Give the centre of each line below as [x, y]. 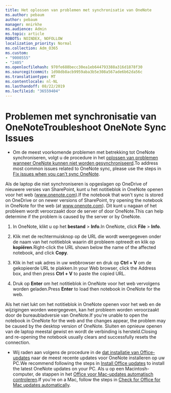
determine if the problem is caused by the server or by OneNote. [73, 217]
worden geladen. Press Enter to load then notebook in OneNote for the [87, 289]
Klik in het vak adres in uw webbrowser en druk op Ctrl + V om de [82, 263]
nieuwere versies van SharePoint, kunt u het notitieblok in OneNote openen [84, 190]
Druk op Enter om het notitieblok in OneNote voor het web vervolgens [86, 284]
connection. [18, 343]
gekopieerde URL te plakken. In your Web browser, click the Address [84, 268]
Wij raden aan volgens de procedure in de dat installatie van [76, 353]
